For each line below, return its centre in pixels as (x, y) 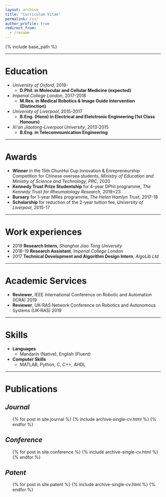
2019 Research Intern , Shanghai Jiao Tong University (67, 246)
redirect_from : (21, 28)
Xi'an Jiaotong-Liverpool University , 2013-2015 (60, 127)
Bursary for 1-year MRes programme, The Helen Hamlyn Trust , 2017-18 (85, 197)
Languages (24, 349)
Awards (21, 157)
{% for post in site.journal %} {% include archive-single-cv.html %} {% (84, 419)
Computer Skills (29, 359)
